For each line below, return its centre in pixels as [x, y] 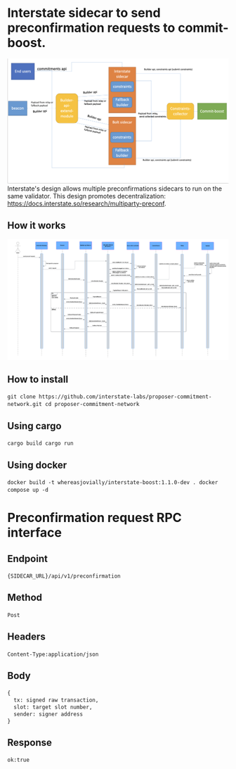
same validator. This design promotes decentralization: [87, 196]
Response [30, 743]
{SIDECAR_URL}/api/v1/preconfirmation [64, 576]
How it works [37, 225]
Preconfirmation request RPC [95, 518]
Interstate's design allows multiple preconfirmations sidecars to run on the [115, 189]
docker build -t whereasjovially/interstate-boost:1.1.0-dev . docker [113, 483]
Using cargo [34, 426]
